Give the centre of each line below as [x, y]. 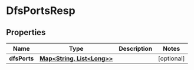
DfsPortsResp [41, 11]
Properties [26, 32]
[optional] [171, 58]
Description [135, 49]
